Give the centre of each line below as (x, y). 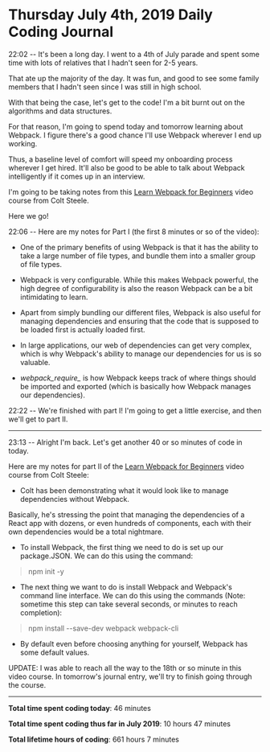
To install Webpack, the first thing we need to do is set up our (121, 547)
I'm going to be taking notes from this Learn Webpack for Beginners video (131, 191)
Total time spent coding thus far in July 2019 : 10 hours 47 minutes (120, 723)
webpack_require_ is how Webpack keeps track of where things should (138, 378)
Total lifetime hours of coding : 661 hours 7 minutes (94, 739)
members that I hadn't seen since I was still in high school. (105, 87)
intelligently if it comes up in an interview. (77, 176)
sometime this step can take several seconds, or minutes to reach (129, 604)
